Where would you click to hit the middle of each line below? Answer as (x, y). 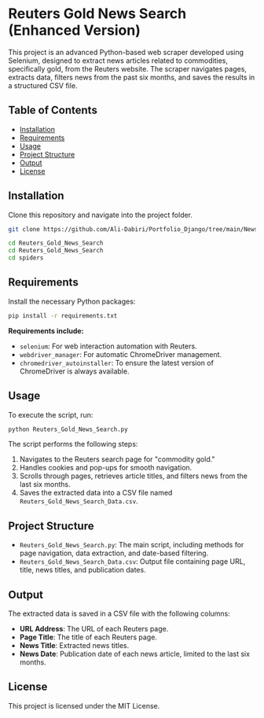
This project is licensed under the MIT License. (84, 705)
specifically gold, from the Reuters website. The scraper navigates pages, (128, 68)
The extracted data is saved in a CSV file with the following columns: (119, 613)
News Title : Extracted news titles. (74, 646)
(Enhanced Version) (75, 30)
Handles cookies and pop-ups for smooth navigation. (106, 468)
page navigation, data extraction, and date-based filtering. (114, 553)
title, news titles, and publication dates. (83, 570)
